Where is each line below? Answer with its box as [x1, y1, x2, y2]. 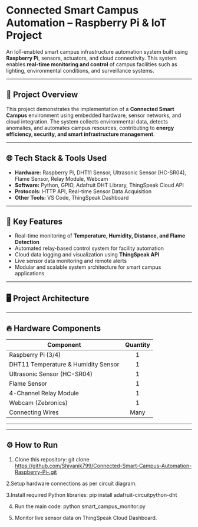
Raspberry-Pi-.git [14, 468, 57, 476]
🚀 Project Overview [6, 90, 78, 100]
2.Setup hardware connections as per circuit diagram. [6, 480, 137, 487]
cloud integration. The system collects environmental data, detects [6, 118, 168, 125]
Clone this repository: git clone [14, 456, 90, 463]
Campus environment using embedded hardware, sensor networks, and [6, 112, 181, 119]
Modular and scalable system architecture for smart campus [14, 263, 161, 271]
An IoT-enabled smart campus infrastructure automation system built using [6, 48, 189, 55]
